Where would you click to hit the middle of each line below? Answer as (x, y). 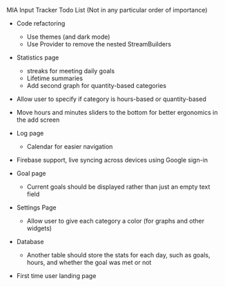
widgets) (39, 228)
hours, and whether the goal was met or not (89, 262)
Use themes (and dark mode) (68, 37)
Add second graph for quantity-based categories (97, 85)
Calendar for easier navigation (70, 147)
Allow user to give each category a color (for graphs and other (116, 221)
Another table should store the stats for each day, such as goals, (119, 255)
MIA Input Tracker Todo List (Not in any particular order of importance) (107, 10)
